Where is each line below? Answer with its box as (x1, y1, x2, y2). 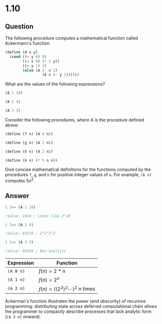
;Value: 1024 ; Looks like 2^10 (5, 214, 71, 218)
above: (5, 122, 19, 128)
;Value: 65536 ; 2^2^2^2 (5, 231, 55, 236)
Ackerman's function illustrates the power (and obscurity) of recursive (5, 298, 146, 304)
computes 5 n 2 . (5, 177, 35, 184)
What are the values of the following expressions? (5, 81, 106, 87)
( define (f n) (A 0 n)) (5, 131, 54, 136)
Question (5, 22, 34, 31)
